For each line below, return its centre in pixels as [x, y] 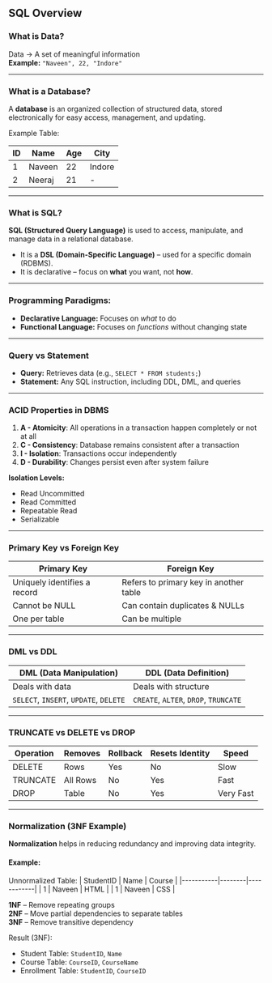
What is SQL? [35, 212]
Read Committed [48, 502]
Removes [82, 754]
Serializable [40, 519]
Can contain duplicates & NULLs [183, 606]
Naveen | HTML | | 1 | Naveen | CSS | [114, 889]
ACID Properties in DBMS [59, 410]
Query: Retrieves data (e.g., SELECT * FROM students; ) [110, 372]
